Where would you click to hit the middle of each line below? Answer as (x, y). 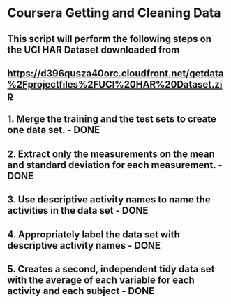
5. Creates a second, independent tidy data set (111, 269)
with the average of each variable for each (101, 280)
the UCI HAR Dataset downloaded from (94, 49)
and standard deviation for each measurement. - (115, 165)
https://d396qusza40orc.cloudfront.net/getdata (115, 73)
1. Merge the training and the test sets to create (112, 119)
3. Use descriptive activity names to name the (109, 200)
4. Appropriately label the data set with (94, 234)
